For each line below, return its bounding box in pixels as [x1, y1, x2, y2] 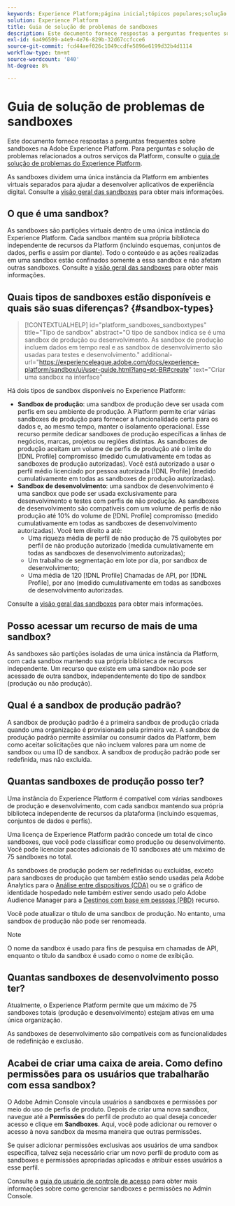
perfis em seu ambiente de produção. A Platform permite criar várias [17, 408, 215, 416]
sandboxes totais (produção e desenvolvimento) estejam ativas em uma [7, 1009, 215, 1017]
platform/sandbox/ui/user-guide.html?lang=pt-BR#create [24, 366, 189, 374]
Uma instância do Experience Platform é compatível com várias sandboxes [7, 794, 223, 803]
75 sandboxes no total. [7, 852, 73, 861]
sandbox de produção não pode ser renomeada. [7, 917, 147, 925]
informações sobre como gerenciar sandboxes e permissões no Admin [7, 1184, 212, 1193]
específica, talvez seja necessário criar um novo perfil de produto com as [7, 1149, 219, 1157]
